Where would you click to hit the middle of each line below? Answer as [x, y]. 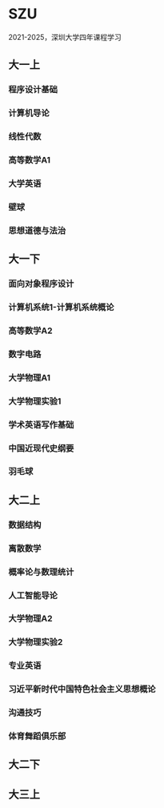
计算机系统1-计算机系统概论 [61, 308]
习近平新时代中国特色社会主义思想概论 [82, 689]
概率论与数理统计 [41, 572]
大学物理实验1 [35, 401]
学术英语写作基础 [41, 424]
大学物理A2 [30, 619]
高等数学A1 [29, 160]
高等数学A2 [30, 331]
